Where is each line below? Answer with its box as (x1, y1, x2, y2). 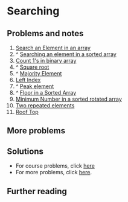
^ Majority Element (15, 70, 62, 77)
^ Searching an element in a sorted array (15, 51, 117, 58)
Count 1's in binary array (15, 57, 77, 64)
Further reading (7, 186, 67, 197)
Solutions (7, 146, 44, 156)
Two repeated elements (15, 102, 75, 109)
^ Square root (15, 63, 50, 71)
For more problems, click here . (15, 169, 92, 176)
